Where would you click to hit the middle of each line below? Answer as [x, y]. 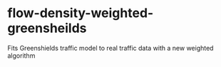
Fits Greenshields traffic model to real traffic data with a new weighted [110, 48]
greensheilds [47, 28]
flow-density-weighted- [81, 13]
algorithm [21, 56]
